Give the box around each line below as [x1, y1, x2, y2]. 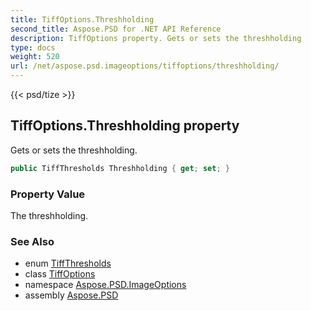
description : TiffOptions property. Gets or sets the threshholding [10, 33, 302, 43]
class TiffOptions [24, 268, 96, 280]
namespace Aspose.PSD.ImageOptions [24, 279, 187, 291]
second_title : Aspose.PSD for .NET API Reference [10, 24, 222, 34]
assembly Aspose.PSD [24, 289, 119, 301]
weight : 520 [10, 52, 60, 62]
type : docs [10, 42, 56, 53]
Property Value [10, 187, 86, 201]
